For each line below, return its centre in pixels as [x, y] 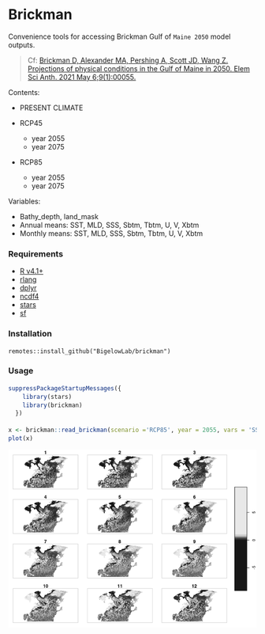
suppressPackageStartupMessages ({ [65, 388]
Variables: [24, 201]
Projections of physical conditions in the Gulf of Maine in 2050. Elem [138, 68]
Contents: [24, 92]
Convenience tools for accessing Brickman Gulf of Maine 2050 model [119, 36]
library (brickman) [52, 405]
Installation [30, 334]
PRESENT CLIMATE [51, 108]
